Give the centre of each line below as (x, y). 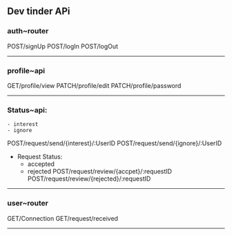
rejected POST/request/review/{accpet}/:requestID (100, 172)
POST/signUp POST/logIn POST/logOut (63, 46)
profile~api (26, 71)
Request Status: (40, 157)
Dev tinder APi (39, 11)
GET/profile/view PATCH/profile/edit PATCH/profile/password (94, 85)
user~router (28, 203)
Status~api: (27, 110)
